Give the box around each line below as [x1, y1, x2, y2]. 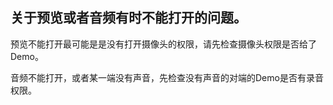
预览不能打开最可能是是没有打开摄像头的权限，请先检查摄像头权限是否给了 [10, 38, 317, 50]
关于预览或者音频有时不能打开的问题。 [10, 9, 247, 27]
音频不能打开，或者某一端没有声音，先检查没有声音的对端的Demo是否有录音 [10, 71, 324, 83]
